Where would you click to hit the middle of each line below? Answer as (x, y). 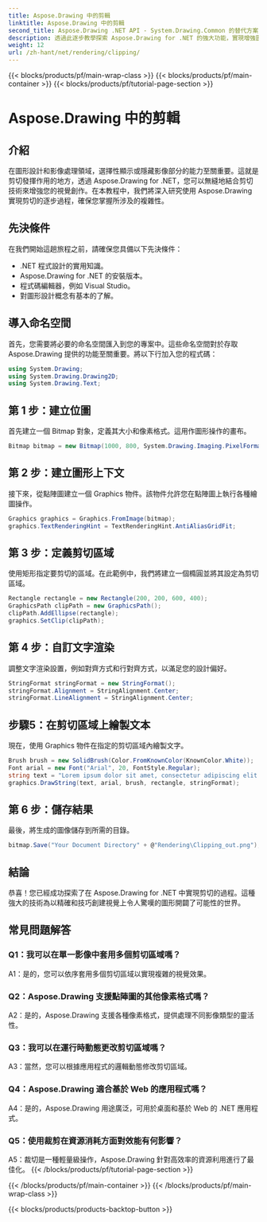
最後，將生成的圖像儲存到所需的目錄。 (71, 830)
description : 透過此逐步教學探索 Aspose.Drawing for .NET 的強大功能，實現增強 (132, 38)
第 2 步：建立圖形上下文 (66, 473)
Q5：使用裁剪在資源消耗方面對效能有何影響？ (95, 1141)
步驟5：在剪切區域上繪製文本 (79, 725)
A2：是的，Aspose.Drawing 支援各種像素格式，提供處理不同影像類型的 (124, 1015)
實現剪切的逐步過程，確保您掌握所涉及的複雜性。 (88, 201)
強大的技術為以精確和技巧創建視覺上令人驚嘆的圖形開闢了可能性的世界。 (126, 903)
